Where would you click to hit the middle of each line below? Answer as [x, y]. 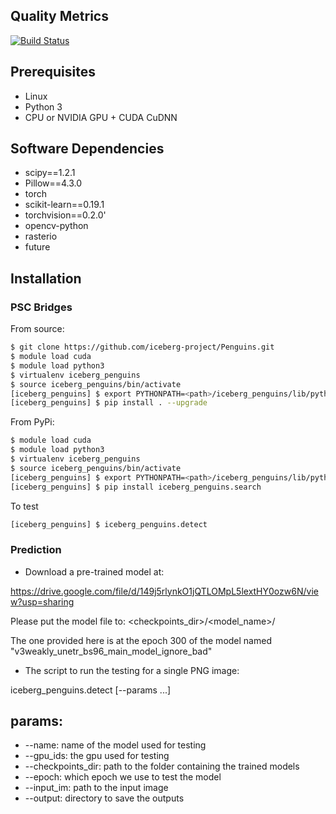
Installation [46, 278]
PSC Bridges [41, 307]
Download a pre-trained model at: [94, 571]
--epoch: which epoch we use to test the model [123, 777]
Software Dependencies [87, 149]
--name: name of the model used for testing [115, 745]
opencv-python [56, 226]
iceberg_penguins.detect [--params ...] [91, 690]
